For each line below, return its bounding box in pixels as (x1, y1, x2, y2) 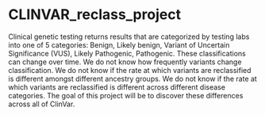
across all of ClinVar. (8, 99, 75, 109)
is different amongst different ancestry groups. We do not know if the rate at (8, 74, 258, 83)
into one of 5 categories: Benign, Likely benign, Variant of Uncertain (8, 40, 230, 49)
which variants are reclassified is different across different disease (8, 82, 226, 92)
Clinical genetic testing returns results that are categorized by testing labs (8, 32, 250, 41)
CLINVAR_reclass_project (8, 6, 181, 24)
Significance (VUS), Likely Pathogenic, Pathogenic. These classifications (8, 48, 246, 58)
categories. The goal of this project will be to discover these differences (8, 90, 244, 100)
